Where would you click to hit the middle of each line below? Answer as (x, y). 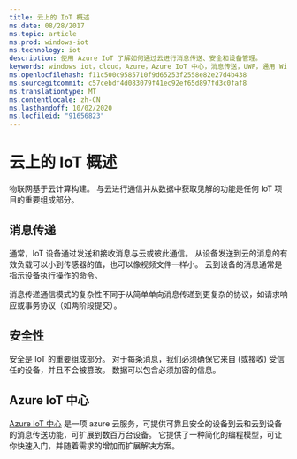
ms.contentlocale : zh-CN (55, 99)
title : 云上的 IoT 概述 (49, 17)
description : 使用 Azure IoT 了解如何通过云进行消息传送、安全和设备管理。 (136, 58)
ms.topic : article (43, 34)
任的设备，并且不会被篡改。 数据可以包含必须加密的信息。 (115, 370)
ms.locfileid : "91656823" (57, 116)
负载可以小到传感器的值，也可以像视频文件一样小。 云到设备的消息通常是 (149, 264)
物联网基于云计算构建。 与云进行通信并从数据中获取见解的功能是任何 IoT (141, 189)
